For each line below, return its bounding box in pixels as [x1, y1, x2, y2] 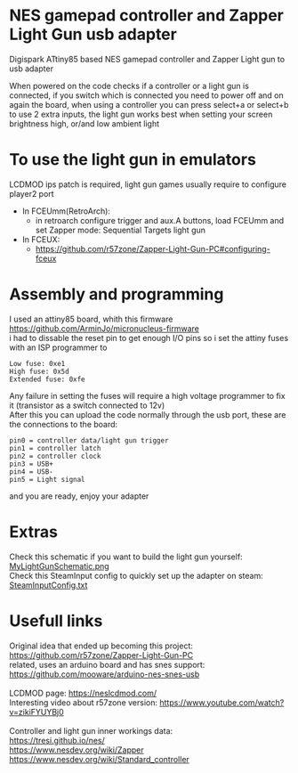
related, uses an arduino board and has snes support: [9, 659, 205, 670]
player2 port [9, 188, 55, 199]
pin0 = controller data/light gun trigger [9, 435, 169, 445]
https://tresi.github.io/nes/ [9, 735, 105, 745]
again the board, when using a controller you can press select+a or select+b [9, 99, 289, 110]
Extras [9, 522, 58, 541]
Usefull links [9, 611, 103, 631]
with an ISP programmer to [9, 342, 108, 353]
